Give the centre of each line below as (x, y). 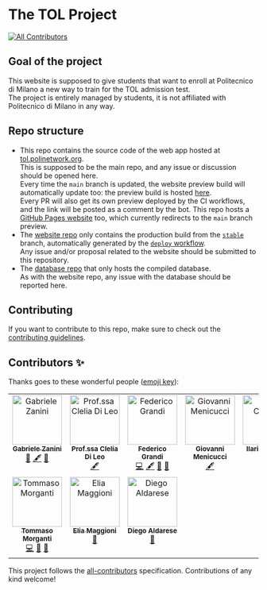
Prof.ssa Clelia (95, 449)
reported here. (43, 285)
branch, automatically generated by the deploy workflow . (113, 243)
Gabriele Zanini (37, 449)
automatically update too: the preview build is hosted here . (116, 192)
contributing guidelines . (47, 337)
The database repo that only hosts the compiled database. (116, 268)
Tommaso (37, 531)
